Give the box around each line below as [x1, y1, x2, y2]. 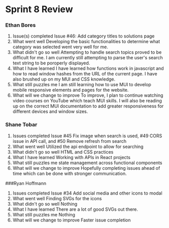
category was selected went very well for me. [12, 44, 108, 50]
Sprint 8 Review [5, 4, 73, 15]
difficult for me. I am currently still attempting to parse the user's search [12, 55, 163, 61]
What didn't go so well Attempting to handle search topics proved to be [12, 49, 162, 55]
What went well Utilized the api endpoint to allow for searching [12, 143, 144, 149]
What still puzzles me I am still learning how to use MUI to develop [12, 82, 151, 88]
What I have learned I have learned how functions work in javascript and [12, 65, 164, 71]
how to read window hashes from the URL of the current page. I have [12, 71, 157, 77]
